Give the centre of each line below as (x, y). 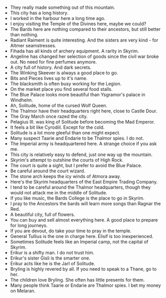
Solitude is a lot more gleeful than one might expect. (65, 133)
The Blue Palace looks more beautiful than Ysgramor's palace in (78, 95)
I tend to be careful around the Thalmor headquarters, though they (80, 187)
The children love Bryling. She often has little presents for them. (77, 280)
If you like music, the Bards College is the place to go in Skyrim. (77, 198)
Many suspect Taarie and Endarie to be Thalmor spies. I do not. (77, 138)
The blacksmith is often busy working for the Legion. (66, 84)
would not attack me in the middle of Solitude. (59, 193)
